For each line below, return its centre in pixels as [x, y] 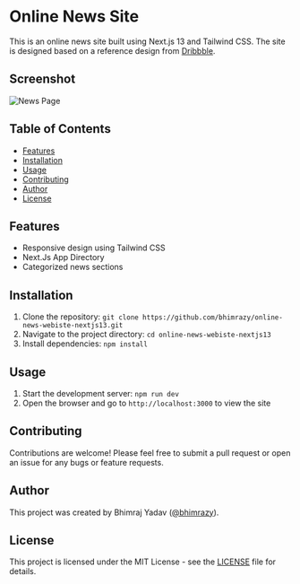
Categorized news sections [73, 267]
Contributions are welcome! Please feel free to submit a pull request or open [150, 453]
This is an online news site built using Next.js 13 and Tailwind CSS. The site [147, 41]
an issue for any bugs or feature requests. [86, 462]
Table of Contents [60, 129]
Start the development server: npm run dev [100, 393]
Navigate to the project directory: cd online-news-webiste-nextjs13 [146, 335]
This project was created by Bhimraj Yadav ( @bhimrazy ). [114, 512]
